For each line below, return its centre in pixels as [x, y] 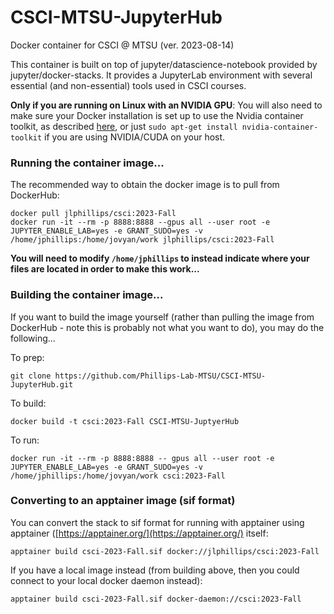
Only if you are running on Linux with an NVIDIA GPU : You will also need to [166, 105]
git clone [31, 376]
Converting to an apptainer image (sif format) [123, 501]
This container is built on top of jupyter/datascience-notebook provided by [164, 64]
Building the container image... [87, 295]
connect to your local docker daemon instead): [106, 580]
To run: [25, 440]
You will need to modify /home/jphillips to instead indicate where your [160, 258]
